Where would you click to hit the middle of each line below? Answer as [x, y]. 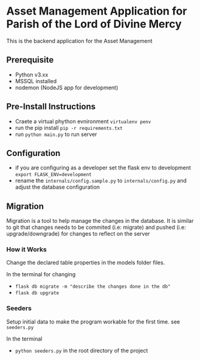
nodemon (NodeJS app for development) [67, 87]
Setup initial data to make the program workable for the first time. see [93, 321]
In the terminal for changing [41, 274]
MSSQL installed [36, 81]
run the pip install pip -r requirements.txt [69, 127]
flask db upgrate [37, 293]
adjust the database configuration [57, 187]
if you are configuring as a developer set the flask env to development [103, 168]
